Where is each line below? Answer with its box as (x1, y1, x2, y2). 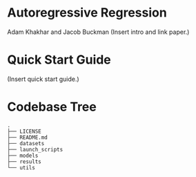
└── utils (7, 164, 36, 171)
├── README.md (7, 133, 48, 141)
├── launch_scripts (7, 146, 63, 153)
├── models (7, 152, 39, 159)
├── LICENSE (7, 128, 41, 135)
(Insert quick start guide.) (7, 75, 79, 83)
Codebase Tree (7, 99, 97, 115)
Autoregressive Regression (7, 5, 167, 21)
